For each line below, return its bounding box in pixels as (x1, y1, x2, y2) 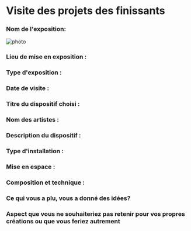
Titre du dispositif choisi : (6, 100, 80, 108)
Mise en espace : (6, 163, 55, 171)
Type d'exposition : (6, 68, 62, 77)
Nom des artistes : (6, 116, 60, 124)
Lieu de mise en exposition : (6, 53, 87, 61)
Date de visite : (6, 84, 50, 92)
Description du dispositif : (6, 132, 81, 140)
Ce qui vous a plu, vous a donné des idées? (6, 194, 131, 202)
